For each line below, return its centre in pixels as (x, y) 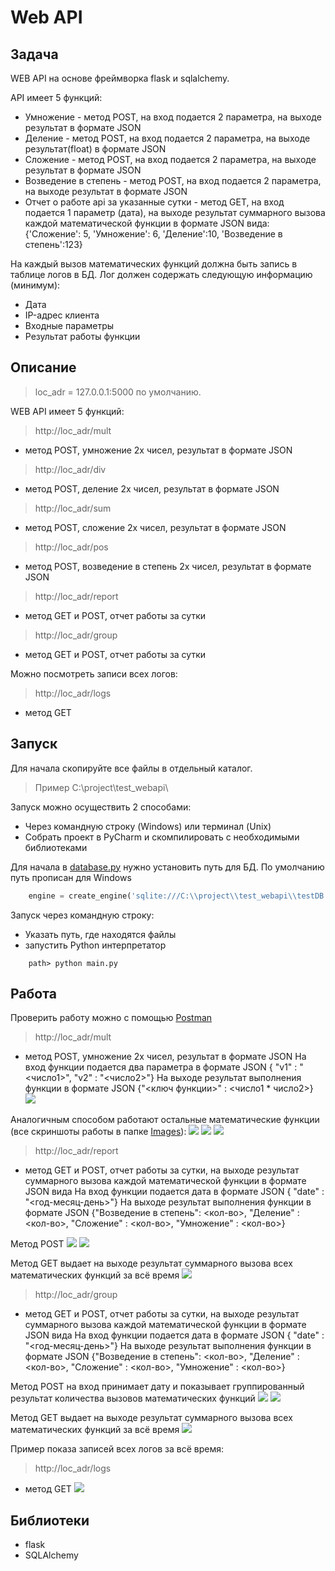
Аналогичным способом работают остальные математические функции (165, 1120)
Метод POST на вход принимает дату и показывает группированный (157, 1387)
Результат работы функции (82, 336)
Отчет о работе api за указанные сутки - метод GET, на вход (154, 202)
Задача (34, 54)
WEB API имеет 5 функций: (67, 411)
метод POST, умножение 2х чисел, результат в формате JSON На (165, 1057)
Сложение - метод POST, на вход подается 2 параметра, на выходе (170, 159)
